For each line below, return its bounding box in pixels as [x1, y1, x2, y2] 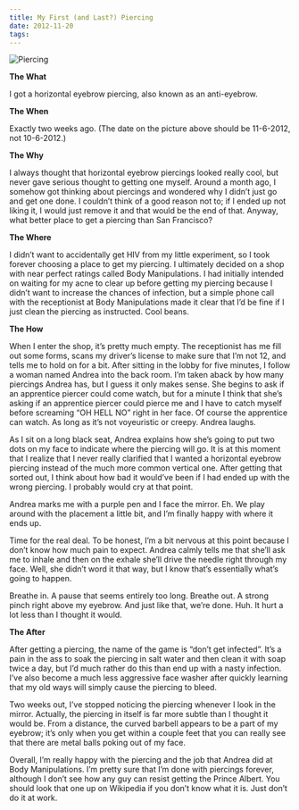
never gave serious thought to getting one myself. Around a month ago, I [9, 177, 277, 188]
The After [9, 627, 46, 638]
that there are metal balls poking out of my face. [9, 738, 186, 748]
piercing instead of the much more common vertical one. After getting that [9, 463, 283, 473]
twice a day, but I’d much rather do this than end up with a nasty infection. [9, 663, 282, 674]
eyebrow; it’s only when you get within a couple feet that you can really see [9, 728, 287, 739]
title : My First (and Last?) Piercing [9, 13, 154, 22]
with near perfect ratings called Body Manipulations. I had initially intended [9, 269, 284, 280]
